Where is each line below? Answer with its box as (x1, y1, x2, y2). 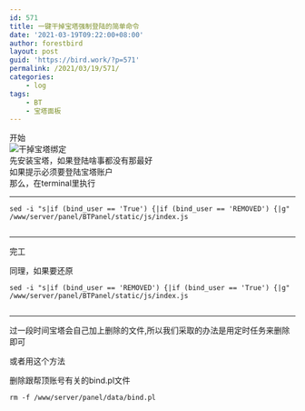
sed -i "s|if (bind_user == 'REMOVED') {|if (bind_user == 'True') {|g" (9, 284, 290, 293)
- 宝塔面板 (25, 106, 62, 115)
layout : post (9, 47, 59, 56)
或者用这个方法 (9, 356, 65, 366)
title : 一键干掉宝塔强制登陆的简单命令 (9, 22, 140, 31)
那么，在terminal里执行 (9, 178, 96, 189)
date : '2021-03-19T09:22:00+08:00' (9, 30, 144, 39)
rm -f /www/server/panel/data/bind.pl (9, 393, 156, 403)
